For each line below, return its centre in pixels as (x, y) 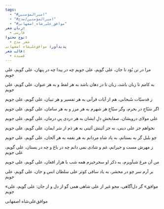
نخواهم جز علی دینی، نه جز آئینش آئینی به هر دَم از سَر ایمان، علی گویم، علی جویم (80, 128)
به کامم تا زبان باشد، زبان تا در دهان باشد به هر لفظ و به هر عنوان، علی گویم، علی (80, 84)
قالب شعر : (15, 51)
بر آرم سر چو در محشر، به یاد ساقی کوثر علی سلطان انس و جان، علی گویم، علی (79, 171)
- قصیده (17, 56)
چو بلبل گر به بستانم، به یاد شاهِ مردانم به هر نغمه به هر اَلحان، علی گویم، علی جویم (81, 138)
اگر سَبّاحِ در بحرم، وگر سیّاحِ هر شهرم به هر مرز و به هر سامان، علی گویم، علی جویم (82, 109)
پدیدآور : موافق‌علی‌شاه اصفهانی (36, 46)
